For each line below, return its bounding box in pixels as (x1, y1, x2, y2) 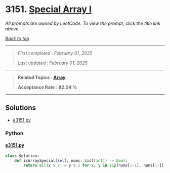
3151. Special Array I (5, 4, 92, 15)
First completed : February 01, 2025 (17, 50, 93, 56)
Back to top (5, 35, 29, 41)
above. (5, 25, 20, 31)
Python (5, 129, 24, 137)
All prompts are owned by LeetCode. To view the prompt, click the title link (5, 20, 161, 26)
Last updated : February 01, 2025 (17, 60, 88, 66)
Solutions (5, 104, 36, 112)
